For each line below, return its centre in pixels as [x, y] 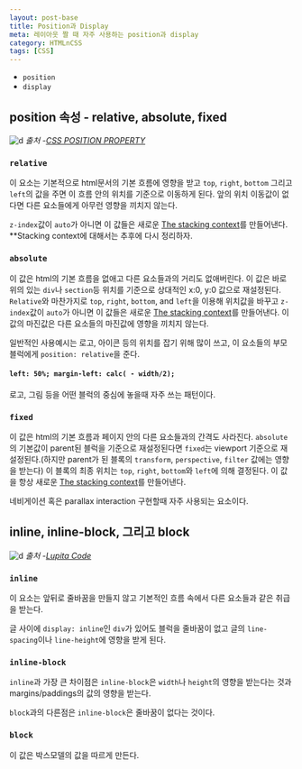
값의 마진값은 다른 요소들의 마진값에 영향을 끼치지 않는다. [109, 323]
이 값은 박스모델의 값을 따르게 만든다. [74, 755]
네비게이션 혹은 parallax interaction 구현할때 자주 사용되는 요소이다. [129, 501]
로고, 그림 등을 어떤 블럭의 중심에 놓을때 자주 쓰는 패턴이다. [113, 394]
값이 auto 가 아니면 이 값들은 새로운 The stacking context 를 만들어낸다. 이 [160, 312]
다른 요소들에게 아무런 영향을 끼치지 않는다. [102, 206]
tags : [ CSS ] [32, 51]
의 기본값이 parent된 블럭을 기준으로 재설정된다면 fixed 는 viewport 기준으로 [144, 448]
